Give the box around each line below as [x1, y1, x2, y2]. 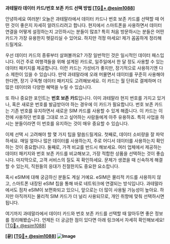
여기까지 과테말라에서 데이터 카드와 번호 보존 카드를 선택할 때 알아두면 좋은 [5, 210, 154, 216]
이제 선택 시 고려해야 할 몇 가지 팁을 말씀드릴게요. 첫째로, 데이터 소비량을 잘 [5, 131, 155, 137]
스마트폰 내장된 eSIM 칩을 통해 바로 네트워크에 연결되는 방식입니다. [12, 181, 145, 186]
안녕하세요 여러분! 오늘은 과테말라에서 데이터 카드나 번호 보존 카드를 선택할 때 [5, 16, 159, 22]
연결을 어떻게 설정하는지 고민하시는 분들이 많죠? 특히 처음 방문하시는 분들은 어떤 [5, 29, 164, 35]
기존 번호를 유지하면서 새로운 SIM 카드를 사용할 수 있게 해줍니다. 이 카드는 [10, 108, 157, 114]
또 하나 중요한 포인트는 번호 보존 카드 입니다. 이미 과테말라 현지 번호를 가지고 [5, 95, 156, 101]
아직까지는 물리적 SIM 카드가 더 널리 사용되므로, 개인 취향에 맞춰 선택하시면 [14, 193, 164, 199]
